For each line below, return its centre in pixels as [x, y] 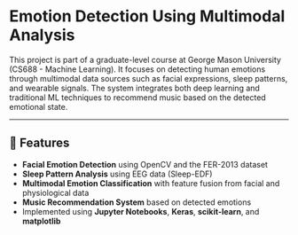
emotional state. [39, 106]
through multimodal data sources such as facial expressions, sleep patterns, [149, 78]
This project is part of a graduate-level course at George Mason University [145, 59]
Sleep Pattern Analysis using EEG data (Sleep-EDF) [117, 174]
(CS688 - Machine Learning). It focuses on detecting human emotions [137, 69]
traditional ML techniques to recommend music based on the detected [137, 97]
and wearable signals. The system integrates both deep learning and [134, 88]
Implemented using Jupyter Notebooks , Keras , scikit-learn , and [141, 211]
